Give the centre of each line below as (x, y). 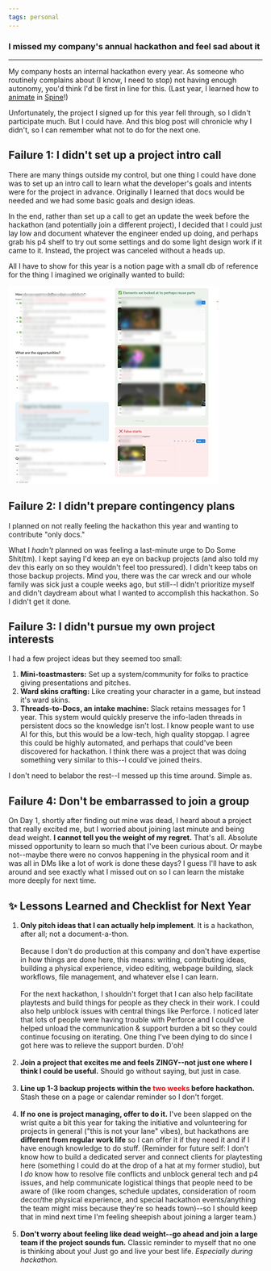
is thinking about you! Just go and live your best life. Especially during (136, 1251)
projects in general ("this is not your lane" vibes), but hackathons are (134, 1131)
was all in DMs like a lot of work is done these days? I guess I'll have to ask (133, 863)
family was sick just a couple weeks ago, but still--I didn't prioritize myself (132, 584)
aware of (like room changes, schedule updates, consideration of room (138, 1191)
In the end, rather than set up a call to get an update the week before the (129, 216)
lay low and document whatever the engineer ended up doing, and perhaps (133, 233)
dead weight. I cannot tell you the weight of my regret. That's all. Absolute (133, 838)
